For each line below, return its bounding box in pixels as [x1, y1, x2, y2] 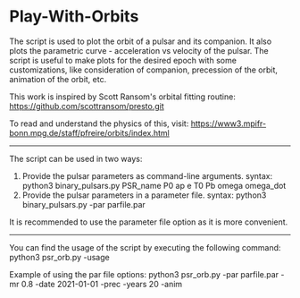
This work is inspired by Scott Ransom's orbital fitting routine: [9, 91, 237, 102]
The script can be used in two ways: [9, 153, 143, 164]
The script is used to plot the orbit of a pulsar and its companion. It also [9, 36, 272, 47]
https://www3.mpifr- [190, 118, 266, 129]
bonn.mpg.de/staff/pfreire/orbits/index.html [9, 127, 170, 138]
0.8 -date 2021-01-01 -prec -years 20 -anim [21, 278, 183, 289]
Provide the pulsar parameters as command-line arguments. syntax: [21, 170, 273, 181]
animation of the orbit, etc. [9, 73, 107, 84]
